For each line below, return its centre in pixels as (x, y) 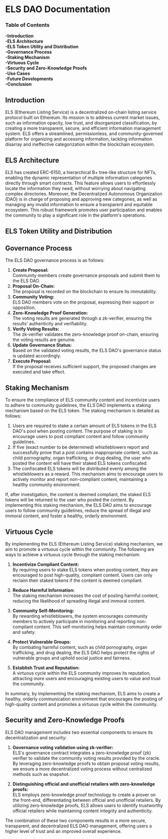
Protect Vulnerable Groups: (42, 642)
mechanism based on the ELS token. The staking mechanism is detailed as (82, 411)
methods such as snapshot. (41, 774)
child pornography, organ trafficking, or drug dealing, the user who (81, 458)
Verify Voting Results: (36, 329)
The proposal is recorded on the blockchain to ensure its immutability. (85, 291)
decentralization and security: (36, 738)
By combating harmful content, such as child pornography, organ (80, 647)
